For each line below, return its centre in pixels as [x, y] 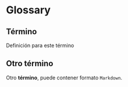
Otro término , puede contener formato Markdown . [64, 77]
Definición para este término [40, 45]
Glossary [29, 10]
